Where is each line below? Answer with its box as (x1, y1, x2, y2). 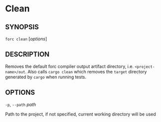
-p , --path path (5, 101, 36, 107)
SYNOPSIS (5, 23, 39, 31)
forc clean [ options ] (5, 36, 47, 42)
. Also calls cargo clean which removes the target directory (25, 68, 147, 74)
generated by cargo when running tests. (5, 74, 87, 80)
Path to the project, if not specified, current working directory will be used (5, 111, 156, 117)
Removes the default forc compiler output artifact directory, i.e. (5, 63, 134, 69)
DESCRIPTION (5, 50, 50, 59)
